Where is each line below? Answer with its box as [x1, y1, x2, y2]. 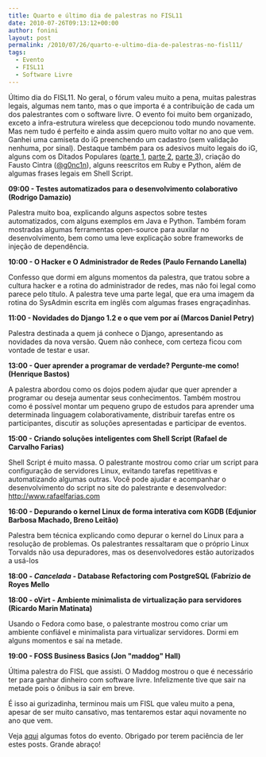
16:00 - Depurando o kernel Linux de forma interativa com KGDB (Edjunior [8, 506, 256, 516]
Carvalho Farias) [8, 442, 65, 451]
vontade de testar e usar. [8, 345, 90, 354]
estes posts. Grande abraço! [8, 740, 102, 749]
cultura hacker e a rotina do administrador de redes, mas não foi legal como [8, 280, 256, 290]
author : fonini [8, 26, 59, 34]
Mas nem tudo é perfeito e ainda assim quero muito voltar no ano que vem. [8, 126, 254, 136]
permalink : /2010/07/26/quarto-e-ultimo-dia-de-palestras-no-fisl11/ [8, 41, 244, 49]
